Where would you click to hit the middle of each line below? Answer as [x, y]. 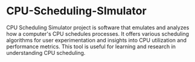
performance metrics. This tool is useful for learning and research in [91, 46]
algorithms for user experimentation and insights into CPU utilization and [97, 40]
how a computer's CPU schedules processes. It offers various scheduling [97, 33]
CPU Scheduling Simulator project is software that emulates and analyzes [98, 27]
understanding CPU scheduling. [46, 52]
